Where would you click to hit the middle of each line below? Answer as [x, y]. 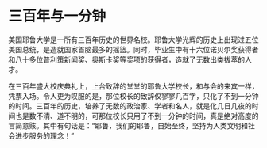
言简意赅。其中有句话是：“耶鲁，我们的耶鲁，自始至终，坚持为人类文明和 [128, 125]
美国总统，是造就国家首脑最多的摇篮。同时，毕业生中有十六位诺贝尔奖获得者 [133, 49]
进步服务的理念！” [44, 135]
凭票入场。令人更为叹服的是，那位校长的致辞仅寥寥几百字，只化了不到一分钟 [133, 96]
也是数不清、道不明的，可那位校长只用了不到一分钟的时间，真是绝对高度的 [137, 116]
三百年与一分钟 [57, 16]
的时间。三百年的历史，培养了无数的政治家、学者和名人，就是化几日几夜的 [130, 106]
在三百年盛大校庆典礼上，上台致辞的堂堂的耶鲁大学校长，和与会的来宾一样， [133, 86]
